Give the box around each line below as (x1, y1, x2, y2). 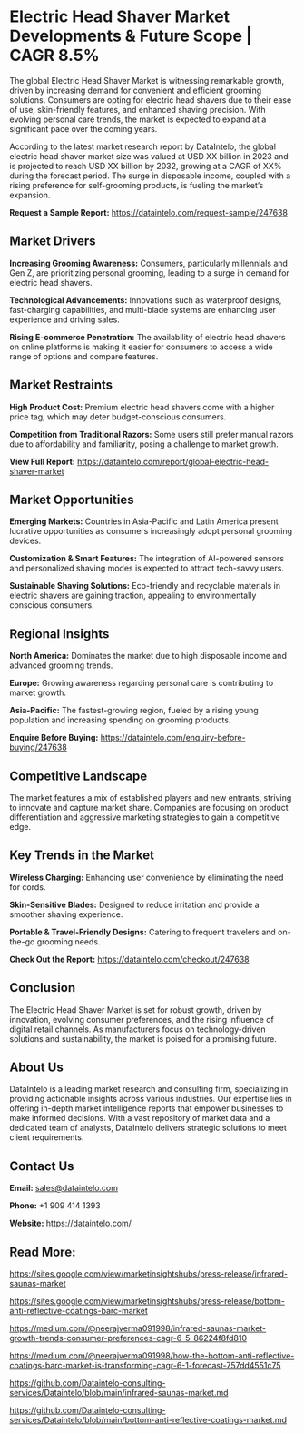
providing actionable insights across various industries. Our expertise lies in (9, 1094, 292, 1105)
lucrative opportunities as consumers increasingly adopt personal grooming (9, 526, 293, 537)
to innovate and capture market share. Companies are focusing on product (9, 803, 289, 813)
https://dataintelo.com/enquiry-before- (100, 732, 247, 743)
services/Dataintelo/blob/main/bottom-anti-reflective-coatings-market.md (9, 1415, 288, 1426)
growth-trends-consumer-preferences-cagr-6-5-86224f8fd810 (9, 1333, 248, 1344)
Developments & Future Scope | (9, 25, 252, 46)
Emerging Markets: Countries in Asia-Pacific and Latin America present (9, 516, 279, 527)
